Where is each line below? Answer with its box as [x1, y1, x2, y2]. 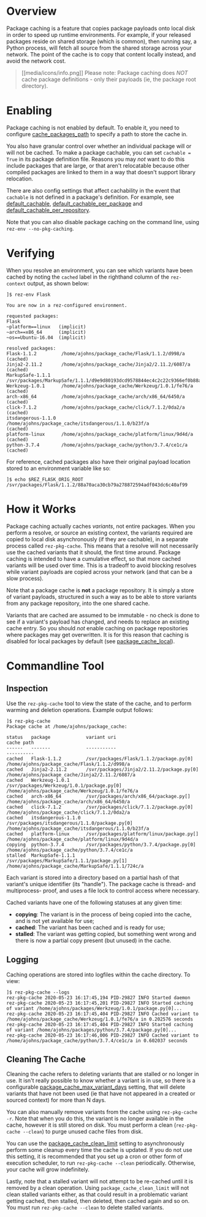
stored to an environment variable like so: [6, 465, 111, 472]
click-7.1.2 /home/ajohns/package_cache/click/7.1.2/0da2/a [6, 404, 185, 411]
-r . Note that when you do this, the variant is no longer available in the [6, 1115, 184, 1122]
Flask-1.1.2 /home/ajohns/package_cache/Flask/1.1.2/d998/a [6, 350, 185, 357]
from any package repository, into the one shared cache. [6, 600, 150, 607]
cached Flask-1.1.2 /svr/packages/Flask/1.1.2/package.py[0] [6, 755, 193, 762]
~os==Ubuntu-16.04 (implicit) [6, 334, 86, 341]
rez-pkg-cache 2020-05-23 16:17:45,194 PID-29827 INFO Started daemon [6, 994, 191, 1001]
